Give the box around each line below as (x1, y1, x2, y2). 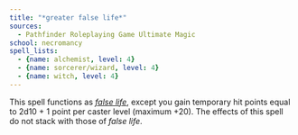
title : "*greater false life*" (9, 13, 127, 22)
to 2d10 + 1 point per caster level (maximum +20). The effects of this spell (9, 105, 284, 117)
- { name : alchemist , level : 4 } (17, 55, 135, 64)
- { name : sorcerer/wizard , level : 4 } (17, 64, 160, 73)
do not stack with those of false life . (9, 115, 143, 126)
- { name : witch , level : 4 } (17, 72, 119, 81)
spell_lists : (9, 47, 59, 56)
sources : (9, 22, 42, 31)
